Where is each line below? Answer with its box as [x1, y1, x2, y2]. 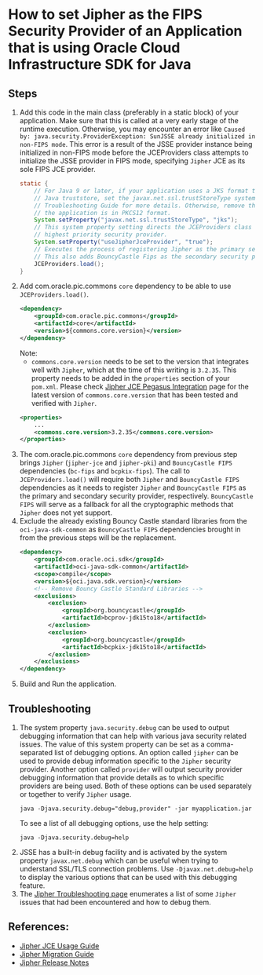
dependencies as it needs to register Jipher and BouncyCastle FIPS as [19, 483, 247, 492]
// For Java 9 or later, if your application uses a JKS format [34, 187, 249, 195]
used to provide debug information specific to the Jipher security [19, 756, 232, 765]
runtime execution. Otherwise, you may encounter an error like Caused [19, 124, 246, 133]
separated [19, 747, 53, 757]
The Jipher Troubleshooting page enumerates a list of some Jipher [19, 889, 237, 898]
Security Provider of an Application [8, 22, 243, 40]
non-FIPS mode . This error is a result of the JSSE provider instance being [19, 140, 253, 148]
